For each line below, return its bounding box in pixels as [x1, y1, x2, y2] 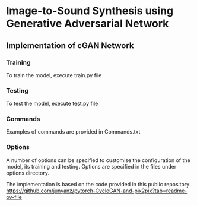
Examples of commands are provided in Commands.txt [6, 128, 141, 135]
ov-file [6, 193, 22, 200]
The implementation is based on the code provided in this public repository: [6, 180, 191, 188]
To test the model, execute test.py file [6, 100, 99, 107]
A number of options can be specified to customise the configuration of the [6, 156, 191, 164]
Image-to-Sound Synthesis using [6, 4, 174, 18]
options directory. [6, 169, 49, 176]
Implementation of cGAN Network [6, 40, 134, 50]
